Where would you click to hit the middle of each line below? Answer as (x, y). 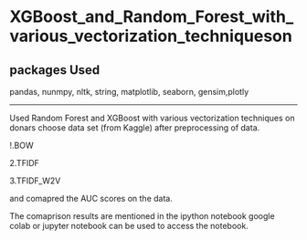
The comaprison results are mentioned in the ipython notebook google (143, 216)
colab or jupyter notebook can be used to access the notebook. (129, 226)
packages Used (55, 70)
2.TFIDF (24, 163)
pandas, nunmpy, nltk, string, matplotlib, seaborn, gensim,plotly (129, 92)
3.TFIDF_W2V (35, 181)
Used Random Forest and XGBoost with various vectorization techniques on (152, 118)
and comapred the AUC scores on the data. (91, 198)
